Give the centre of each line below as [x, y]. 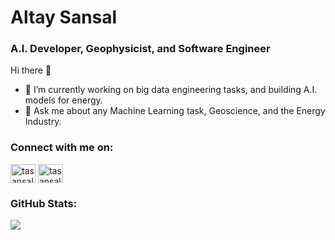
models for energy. [63, 100]
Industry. [43, 122]
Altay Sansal [64, 17]
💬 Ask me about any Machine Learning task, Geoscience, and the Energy [175, 111]
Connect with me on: [62, 148]
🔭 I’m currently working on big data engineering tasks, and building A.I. [171, 90]
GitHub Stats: [44, 203]
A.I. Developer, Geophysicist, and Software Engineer [140, 49]
